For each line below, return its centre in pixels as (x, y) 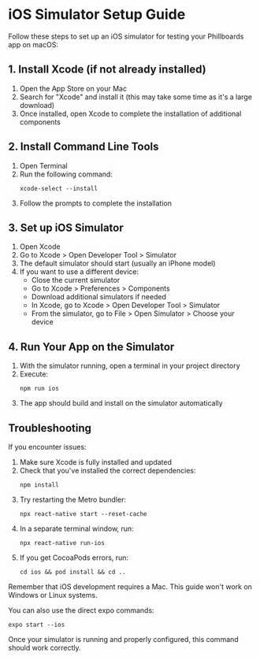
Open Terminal (44, 165)
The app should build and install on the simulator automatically (121, 403)
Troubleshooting (50, 428)
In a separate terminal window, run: (76, 528)
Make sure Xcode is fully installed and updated (95, 462)
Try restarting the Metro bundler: (72, 499)
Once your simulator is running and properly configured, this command (123, 639)
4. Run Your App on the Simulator (91, 347)
